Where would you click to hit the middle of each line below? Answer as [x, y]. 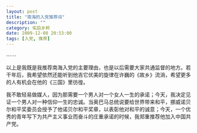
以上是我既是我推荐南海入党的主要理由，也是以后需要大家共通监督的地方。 [96, 67]
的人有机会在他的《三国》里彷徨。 [47, 82]
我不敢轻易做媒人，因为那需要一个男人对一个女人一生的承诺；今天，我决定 [96, 95]
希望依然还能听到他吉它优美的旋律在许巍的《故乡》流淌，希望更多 [111, 75]
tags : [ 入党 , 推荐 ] [28, 39]
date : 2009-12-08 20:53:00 [39, 33]
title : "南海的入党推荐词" [35, 17]
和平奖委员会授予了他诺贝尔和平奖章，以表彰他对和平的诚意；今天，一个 [98, 109]
